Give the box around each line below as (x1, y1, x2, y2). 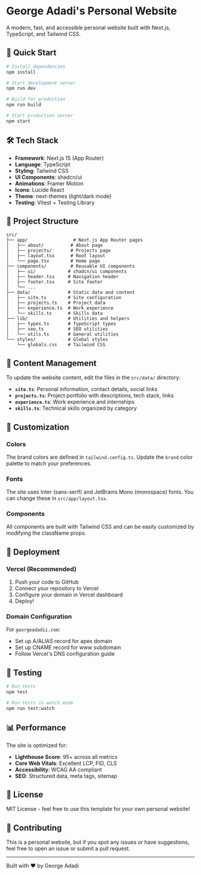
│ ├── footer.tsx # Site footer (6, 279, 103, 285)
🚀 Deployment (6, 547, 60, 557)
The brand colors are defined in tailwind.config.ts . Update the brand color (6, 453, 193, 461)
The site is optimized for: (6, 742, 68, 749)
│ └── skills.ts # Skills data (6, 310, 103, 316)
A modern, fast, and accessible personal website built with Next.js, (6, 24, 170, 31)
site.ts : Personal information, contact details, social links (14, 386, 158, 393)
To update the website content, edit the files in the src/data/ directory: (6, 374, 181, 381)
